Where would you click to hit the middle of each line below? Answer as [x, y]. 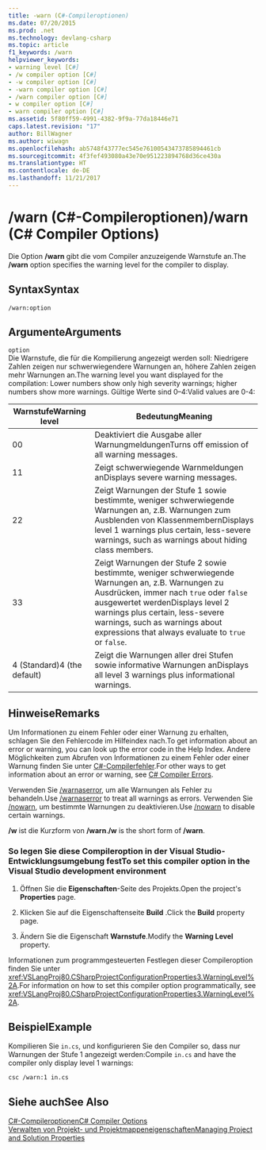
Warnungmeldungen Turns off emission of [172, 445]
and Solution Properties [47, 1138]
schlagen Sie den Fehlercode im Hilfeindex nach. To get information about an [133, 741]
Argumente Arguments [65, 332]
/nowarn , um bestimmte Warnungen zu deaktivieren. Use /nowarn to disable [132, 807]
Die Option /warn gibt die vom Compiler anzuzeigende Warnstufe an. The [127, 256]
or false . [111, 643]
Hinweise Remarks [54, 713]
